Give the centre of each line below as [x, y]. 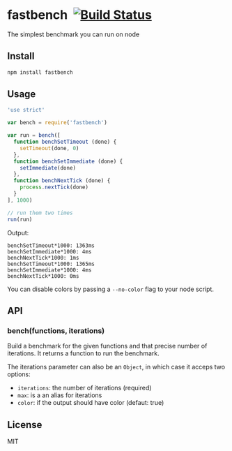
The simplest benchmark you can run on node [74, 34]
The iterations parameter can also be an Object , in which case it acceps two [116, 367]
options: [19, 374]
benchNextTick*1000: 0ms [43, 276]
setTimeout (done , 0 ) [49, 148]
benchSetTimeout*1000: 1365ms [51, 264]
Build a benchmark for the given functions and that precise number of [107, 346]
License [25, 425]
